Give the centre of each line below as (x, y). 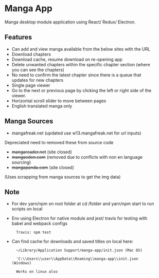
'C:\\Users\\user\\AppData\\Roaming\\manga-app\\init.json (77, 259)
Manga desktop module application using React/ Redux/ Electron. (70, 22)
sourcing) (21, 162)
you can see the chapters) (38, 70)
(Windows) (22, 263)
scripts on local (27, 209)
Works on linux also (37, 272)
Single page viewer (31, 85)
